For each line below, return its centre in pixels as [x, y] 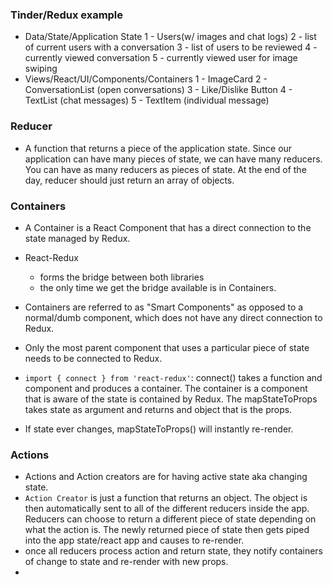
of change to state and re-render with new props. [126, 562]
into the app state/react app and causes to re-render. [134, 540]
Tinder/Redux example [67, 15]
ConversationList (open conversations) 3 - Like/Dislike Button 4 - [158, 90]
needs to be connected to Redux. [93, 358]
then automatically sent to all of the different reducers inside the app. [167, 509]
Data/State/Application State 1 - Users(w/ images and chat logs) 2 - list [170, 37]
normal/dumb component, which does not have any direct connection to [173, 317]
